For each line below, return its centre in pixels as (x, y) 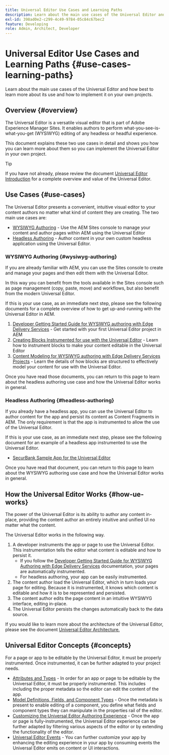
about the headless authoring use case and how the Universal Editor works (83, 382)
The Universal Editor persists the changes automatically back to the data (88, 609)
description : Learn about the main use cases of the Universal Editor (81, 15)
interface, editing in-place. (40, 604)
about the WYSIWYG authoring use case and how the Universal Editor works (84, 473)
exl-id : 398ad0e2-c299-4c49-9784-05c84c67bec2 (55, 19)
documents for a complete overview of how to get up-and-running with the (83, 308)
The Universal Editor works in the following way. (55, 535)
